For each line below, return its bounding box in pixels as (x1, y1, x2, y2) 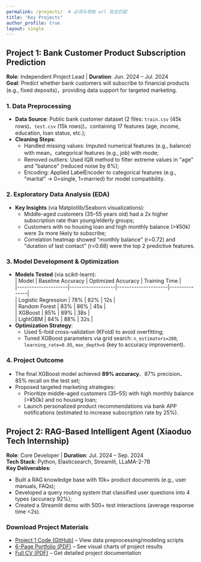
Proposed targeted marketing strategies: (14, 384, 115, 391)
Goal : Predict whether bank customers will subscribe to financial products (6, 79, 190, 87)
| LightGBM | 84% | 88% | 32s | (14, 315, 93, 322)
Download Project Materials (6, 523, 89, 531)
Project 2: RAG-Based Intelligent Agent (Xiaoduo (6, 426, 192, 437)
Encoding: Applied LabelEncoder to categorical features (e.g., (23, 169, 177, 176)
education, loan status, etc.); (14, 130, 86, 137)
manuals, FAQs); (14, 483, 56, 490)
